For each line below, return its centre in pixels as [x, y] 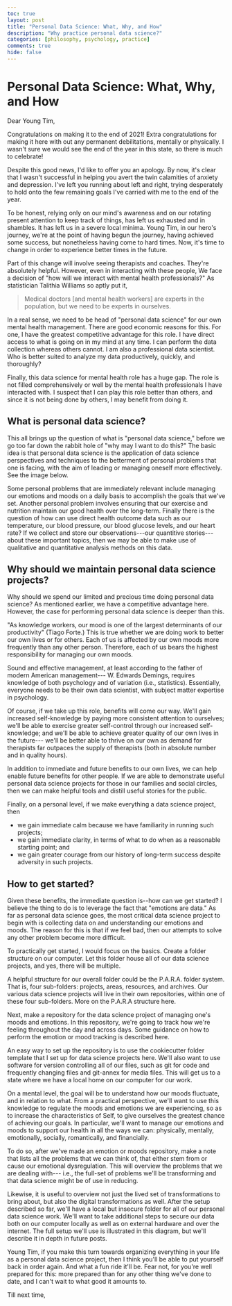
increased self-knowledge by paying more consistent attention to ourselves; [116, 718]
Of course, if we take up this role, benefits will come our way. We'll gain [109, 711]
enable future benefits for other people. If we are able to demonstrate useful [116, 776]
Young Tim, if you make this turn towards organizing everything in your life [114, 1252]
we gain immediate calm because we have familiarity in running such [116, 825]
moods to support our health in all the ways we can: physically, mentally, [111, 1130]
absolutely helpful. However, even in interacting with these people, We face [115, 270]
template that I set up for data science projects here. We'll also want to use [114, 1058]
